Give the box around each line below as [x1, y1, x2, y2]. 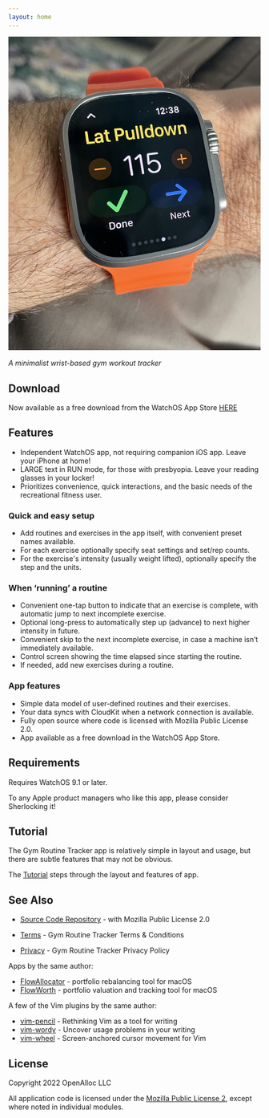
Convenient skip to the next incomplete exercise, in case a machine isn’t [19, 635, 259, 644]
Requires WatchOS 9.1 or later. [8, 777, 108, 787]
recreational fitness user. [19, 490, 102, 499]
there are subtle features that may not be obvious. [8, 855, 174, 864]
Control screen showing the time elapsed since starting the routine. [19, 652, 243, 661]
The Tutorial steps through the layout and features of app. [8, 870, 199, 880]
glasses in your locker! [19, 473, 94, 482]
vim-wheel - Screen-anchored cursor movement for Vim [19, 1034, 207, 1043]
